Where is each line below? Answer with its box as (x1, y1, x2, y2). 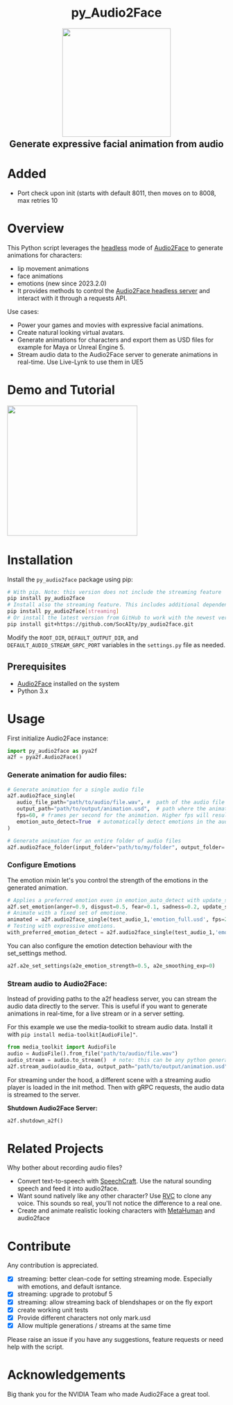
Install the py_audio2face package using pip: (7, 575, 133, 583)
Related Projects (7, 1140, 104, 1156)
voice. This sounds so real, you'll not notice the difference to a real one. (17, 1199, 222, 1208)
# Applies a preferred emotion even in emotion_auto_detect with (7, 897, 200, 904)
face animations (17, 272, 64, 280)
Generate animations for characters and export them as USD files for (17, 335, 214, 344)
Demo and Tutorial (7, 382, 116, 397)
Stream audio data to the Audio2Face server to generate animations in (17, 350, 218, 358)
